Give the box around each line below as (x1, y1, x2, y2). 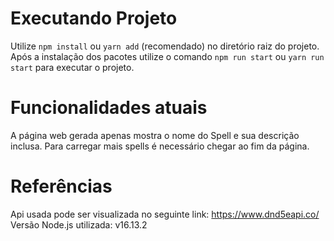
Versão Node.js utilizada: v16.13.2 (10, 218, 148, 231)
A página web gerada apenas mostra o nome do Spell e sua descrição (10, 129, 300, 141)
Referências (10, 175, 113, 198)
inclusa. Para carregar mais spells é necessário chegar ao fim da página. (10, 140, 310, 152)
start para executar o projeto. (10, 61, 135, 73)
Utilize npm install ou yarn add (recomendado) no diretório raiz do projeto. (10, 40, 320, 52)
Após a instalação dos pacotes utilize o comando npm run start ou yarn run (10, 50, 325, 62)
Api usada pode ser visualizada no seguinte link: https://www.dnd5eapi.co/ (10, 208, 320, 220)
